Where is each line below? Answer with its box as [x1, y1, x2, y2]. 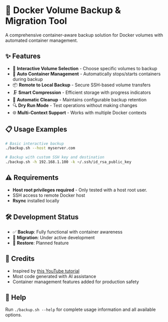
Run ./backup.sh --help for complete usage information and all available [5, 306, 156, 312]
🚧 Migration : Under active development [12, 234, 95, 240]
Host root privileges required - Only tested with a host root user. [12, 187, 147, 193]
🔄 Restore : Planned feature [12, 240, 69, 246]
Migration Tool [5, 15, 67, 27]
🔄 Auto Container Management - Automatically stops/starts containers [12, 71, 161, 77]
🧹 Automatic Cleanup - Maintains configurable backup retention [12, 96, 147, 102]
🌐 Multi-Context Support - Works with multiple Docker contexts [12, 110, 147, 116]
